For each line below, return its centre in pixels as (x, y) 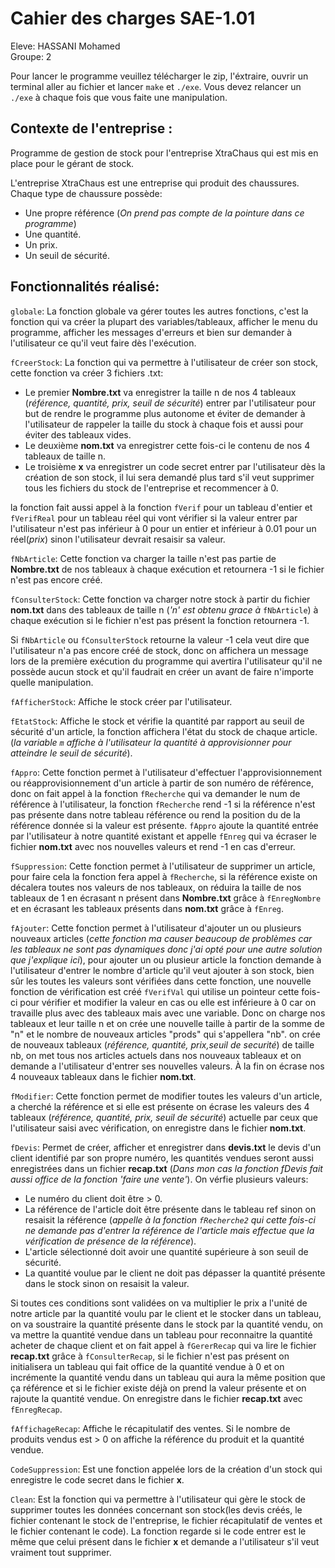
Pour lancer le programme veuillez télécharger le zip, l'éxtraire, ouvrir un (159, 76)
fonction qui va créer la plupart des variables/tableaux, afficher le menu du (164, 321)
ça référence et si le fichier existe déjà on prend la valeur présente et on (158, 1388)
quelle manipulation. (52, 682)
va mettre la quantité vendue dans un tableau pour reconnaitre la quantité (161, 1334)
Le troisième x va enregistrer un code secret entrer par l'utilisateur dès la (175, 466)
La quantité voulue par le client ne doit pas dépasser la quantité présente (175, 1273)
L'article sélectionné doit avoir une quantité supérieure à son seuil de (166, 1251)
